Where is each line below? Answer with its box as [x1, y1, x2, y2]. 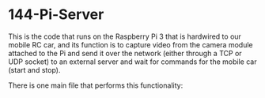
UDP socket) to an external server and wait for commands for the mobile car [8, 57, 257, 66]
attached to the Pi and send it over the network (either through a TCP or [8, 48, 243, 58]
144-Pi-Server [8, 6, 104, 24]
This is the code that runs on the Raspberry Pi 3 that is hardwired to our [8, 32, 241, 41]
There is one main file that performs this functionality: [8, 81, 184, 90]
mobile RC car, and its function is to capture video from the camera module [8, 40, 253, 49]
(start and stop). [8, 65, 61, 74]
